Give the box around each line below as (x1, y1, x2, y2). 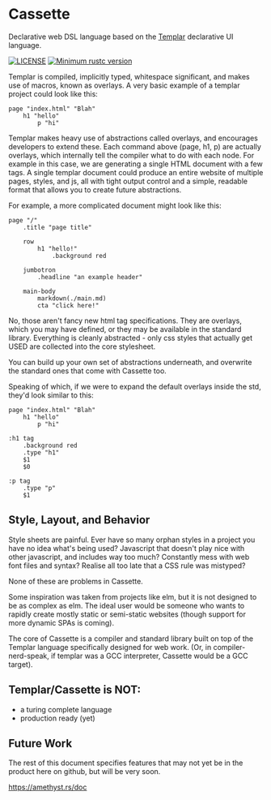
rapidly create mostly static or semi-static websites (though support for (8, 609, 247, 619)
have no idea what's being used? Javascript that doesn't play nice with (8, 543, 245, 553)
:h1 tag (8, 434, 35, 442)
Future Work (8, 736, 73, 751)
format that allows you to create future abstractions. (8, 184, 182, 195)
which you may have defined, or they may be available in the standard (8, 324, 242, 333)
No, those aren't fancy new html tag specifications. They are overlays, (8, 316, 243, 325)
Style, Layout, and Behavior (8, 513, 150, 527)
